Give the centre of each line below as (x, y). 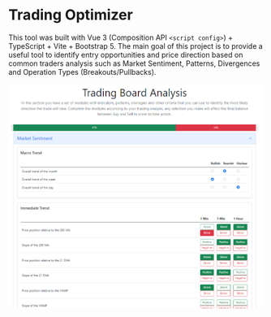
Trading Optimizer (71, 15)
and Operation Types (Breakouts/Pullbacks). (82, 72)
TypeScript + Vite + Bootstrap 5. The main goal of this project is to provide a (136, 46)
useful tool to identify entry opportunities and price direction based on (126, 54)
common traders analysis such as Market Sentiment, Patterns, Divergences (134, 63)
